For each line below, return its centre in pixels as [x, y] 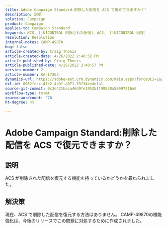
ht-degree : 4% [20, 103]
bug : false [16, 47]
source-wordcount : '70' [30, 98]
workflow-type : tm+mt [28, 93]
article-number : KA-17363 [32, 75]
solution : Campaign [25, 19]
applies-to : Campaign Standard [38, 28]
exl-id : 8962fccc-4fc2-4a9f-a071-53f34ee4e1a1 [54, 84]
